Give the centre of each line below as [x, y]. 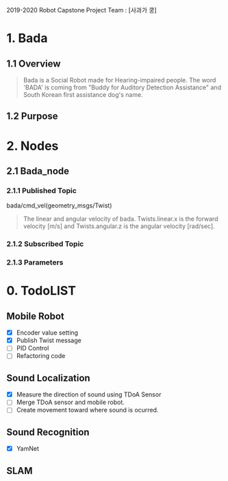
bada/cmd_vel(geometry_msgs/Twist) [59, 205]
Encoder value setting [47, 333]
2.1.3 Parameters [35, 262]
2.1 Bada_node [38, 171]
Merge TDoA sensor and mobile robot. [70, 402]
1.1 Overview [34, 64]
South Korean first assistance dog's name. [83, 94]
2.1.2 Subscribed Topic [45, 244]
